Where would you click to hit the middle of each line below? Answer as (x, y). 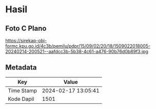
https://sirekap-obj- (26, 40)
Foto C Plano (26, 28)
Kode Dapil (21, 99)
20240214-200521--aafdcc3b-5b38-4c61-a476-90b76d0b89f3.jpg (77, 51)
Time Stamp (23, 91)
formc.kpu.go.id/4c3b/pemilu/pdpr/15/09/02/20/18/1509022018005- (78, 46)
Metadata (21, 68)
